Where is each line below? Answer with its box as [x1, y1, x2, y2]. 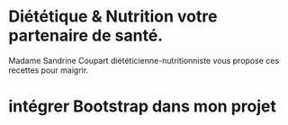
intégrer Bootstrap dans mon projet [8, 96, 276, 117]
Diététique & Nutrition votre [8, 6, 218, 27]
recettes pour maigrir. [8, 65, 89, 76]
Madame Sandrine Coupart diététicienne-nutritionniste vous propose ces [8, 55, 280, 66]
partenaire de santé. [8, 25, 164, 46]
